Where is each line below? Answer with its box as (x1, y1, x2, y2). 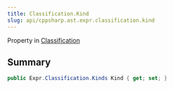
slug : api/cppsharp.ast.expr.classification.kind (7, 17, 155, 24)
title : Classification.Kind (7, 10, 90, 18)
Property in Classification (7, 36, 81, 44)
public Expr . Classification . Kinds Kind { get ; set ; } (7, 75, 168, 82)
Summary (7, 56, 51, 68)
